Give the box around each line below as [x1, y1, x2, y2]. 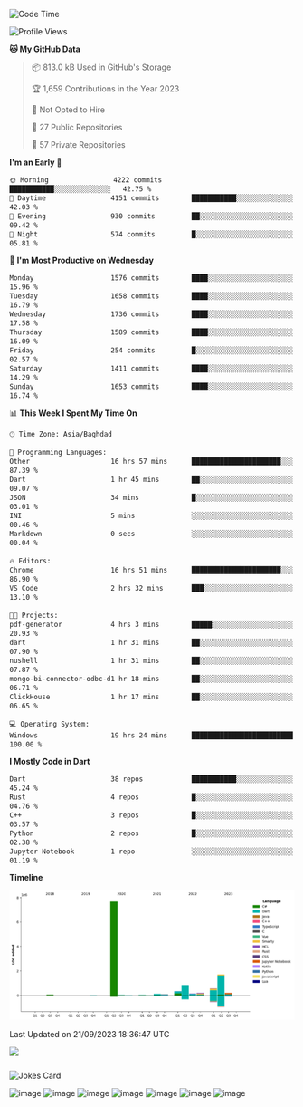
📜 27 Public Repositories [31, 122, 123, 132]
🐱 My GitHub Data [9, 43, 81, 54]
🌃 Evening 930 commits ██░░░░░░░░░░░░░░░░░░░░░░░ [9, 212, 294, 221]
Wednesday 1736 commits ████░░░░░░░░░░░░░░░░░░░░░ [9, 310, 294, 319]
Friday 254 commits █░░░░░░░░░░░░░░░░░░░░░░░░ [9, 346, 294, 355]
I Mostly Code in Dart [9, 756, 90, 766]
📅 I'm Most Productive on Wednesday [9, 255, 154, 265]
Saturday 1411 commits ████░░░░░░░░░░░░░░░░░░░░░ [9, 364, 294, 373]
